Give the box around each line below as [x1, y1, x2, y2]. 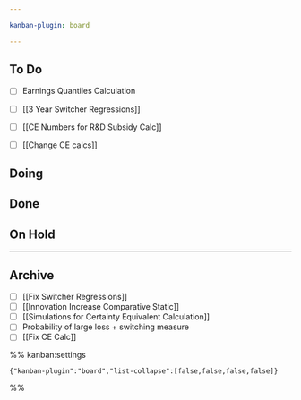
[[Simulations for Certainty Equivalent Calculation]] [21, 311, 211, 322]
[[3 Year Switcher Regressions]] [21, 104, 141, 115]
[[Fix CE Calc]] [21, 332, 77, 343]
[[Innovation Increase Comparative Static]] [21, 302, 180, 312]
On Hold [9, 226, 56, 242]
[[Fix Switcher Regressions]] [21, 292, 128, 302]
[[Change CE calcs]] [21, 140, 98, 150]
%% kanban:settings [9, 350, 87, 361]
